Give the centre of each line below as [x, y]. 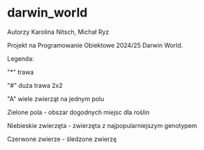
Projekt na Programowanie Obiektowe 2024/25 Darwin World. [95, 45]
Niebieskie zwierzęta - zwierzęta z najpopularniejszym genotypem [102, 125]
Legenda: [21, 58]
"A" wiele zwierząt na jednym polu [56, 99]
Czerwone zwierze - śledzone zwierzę [62, 139]
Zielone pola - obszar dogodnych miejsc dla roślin [78, 112]
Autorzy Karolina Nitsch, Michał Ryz [58, 32]
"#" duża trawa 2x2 [35, 85]
